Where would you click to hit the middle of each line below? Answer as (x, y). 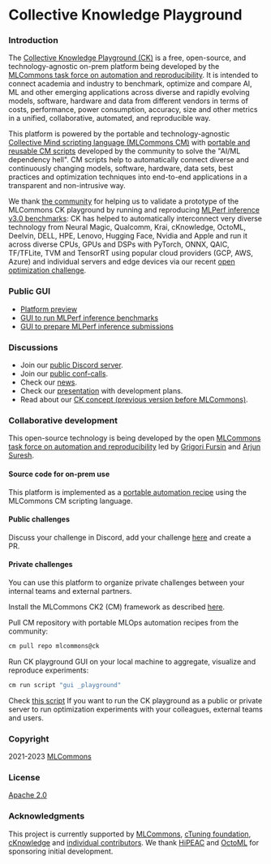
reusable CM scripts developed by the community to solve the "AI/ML (125, 151)
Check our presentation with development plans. (101, 391)
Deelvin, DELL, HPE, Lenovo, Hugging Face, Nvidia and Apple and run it (128, 236)
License (24, 777)
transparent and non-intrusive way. (67, 186)
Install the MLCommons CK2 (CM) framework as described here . (117, 607)
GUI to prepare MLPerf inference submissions (97, 326)
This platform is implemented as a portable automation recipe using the (128, 492)
